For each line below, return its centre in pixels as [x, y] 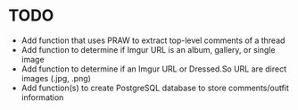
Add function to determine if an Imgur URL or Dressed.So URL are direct [154, 69]
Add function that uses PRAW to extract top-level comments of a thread [153, 40]
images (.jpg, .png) [56, 78]
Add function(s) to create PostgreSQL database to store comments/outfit [155, 88]
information [42, 97]
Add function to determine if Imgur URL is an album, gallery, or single [148, 49]
